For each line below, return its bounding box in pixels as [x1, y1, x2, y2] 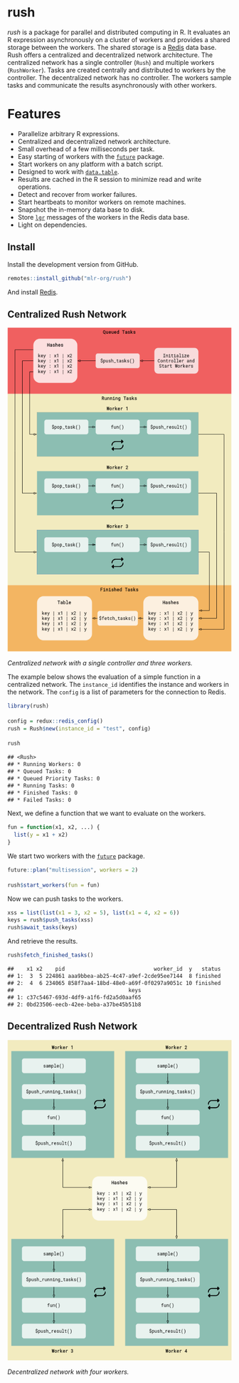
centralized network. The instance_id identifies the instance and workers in [7, 680, 230, 689]
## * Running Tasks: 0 [7, 782, 75, 790]
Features [7, 106, 61, 122]
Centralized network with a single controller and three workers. [7, 659, 193, 668]
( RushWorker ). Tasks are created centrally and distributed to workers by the [7, 66, 226, 74]
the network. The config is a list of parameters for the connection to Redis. [7, 688, 226, 696]
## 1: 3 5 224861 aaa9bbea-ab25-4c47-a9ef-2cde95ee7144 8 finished [7, 973, 221, 980]
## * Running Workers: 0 [7, 761, 81, 768]
